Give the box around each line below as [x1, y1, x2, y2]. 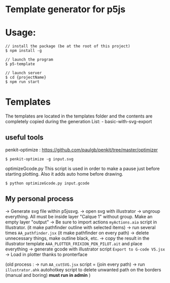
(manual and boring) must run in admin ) [5, 272, 91, 278]
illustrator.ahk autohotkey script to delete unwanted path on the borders [5, 266, 161, 273]
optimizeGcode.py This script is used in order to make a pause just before [5, 165, 160, 172]
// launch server [5, 70, 42, 76]
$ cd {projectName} [5, 75, 47, 80]
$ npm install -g [5, 48, 42, 53]
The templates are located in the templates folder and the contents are [5, 113, 153, 119]
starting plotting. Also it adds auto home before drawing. [5, 171, 123, 177]
